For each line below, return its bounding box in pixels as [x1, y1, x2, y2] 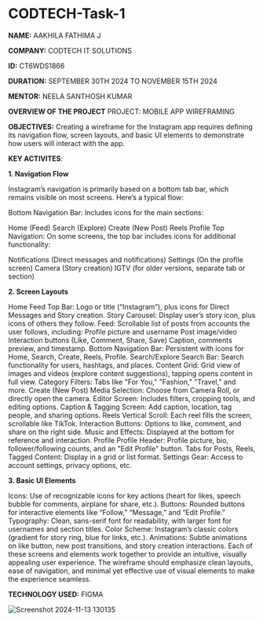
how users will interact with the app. [8, 138, 126, 148]
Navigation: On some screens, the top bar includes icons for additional [8, 231, 236, 240]
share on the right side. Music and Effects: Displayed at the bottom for [8, 427, 236, 437]
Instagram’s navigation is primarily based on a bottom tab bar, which [8, 184, 229, 193]
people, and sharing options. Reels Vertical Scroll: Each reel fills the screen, [8, 410, 253, 420]
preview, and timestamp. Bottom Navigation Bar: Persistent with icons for [8, 343, 245, 353]
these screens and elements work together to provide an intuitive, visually [8, 549, 247, 558]
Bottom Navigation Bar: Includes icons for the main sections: [8, 207, 204, 217]
